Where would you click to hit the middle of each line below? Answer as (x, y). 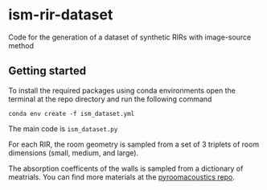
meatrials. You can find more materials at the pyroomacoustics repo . (121, 177)
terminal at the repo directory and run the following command (110, 99)
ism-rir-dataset (61, 15)
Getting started (47, 71)
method (21, 45)
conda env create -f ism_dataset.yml (72, 114)
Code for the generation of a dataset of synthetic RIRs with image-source (130, 37)
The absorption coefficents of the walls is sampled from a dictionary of (126, 168)
